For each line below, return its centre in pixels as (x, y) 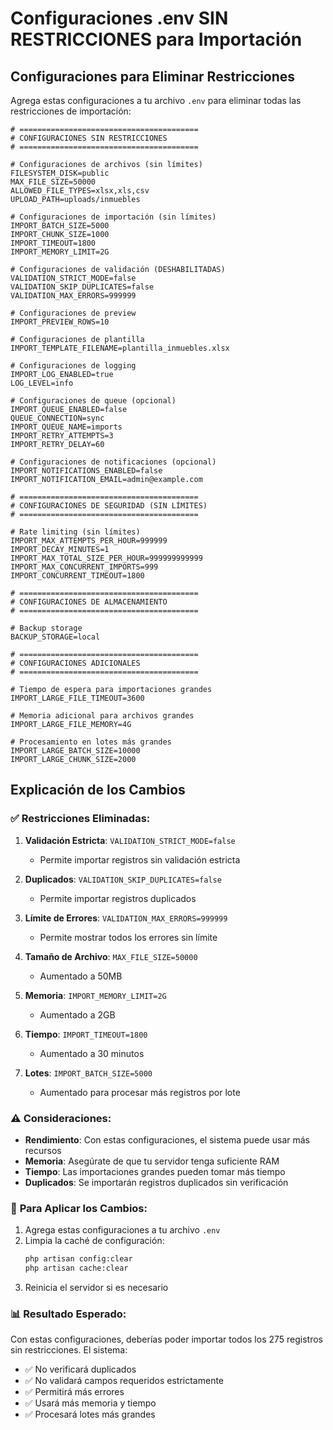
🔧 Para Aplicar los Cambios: (79, 1208)
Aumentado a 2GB (77, 1014)
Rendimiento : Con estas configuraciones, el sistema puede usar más (167, 1139)
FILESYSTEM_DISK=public (60, 173)
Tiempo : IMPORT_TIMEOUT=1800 (86, 1034)
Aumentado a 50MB (81, 976)
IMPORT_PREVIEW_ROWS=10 (60, 322)
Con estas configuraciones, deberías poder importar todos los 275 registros (167, 1339)
